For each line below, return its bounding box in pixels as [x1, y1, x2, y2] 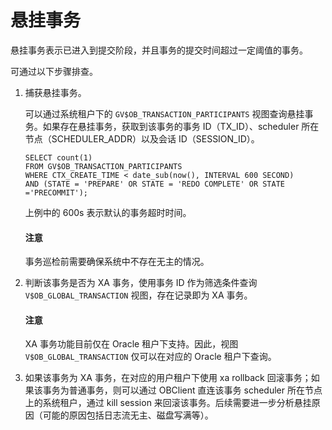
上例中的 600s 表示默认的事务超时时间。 [24, 206, 192, 218]
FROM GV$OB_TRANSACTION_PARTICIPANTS [24, 161, 183, 171]
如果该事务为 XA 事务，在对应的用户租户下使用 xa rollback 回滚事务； [24, 372, 312, 384]
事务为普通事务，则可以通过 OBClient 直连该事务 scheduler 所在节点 [42, 384, 323, 396]
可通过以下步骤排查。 [10, 65, 98, 77]
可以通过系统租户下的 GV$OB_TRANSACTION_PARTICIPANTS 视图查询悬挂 [24, 107, 305, 120]
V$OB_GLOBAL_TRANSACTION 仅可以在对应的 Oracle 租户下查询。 [24, 351, 277, 363]
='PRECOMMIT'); [24, 187, 89, 198]
